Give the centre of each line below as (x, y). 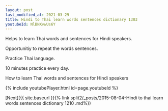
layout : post (19, 10)
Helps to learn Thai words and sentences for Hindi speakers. (69, 39)
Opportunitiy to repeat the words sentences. (52, 48)
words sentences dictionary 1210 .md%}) (48, 103)
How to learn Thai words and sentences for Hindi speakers (67, 78)
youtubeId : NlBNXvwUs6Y (31, 24)
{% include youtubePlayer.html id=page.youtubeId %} (62, 88)
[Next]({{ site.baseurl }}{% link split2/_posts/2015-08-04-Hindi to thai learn (85, 98)
